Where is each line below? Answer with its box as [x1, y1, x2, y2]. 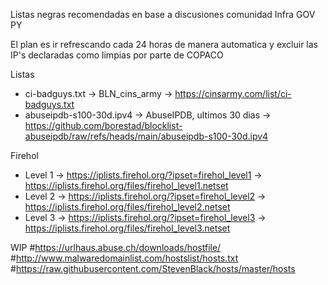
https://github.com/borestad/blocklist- [24, 120, 183, 131]
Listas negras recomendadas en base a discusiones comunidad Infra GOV [10, 9, 316, 20]
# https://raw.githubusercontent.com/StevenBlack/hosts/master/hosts [10, 263, 296, 274]
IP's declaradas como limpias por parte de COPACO [10, 49, 224, 61]
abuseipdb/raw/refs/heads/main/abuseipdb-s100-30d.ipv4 [24, 130, 269, 142]
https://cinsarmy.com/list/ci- [174, 88, 292, 99]
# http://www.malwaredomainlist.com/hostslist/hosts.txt [10, 252, 239, 264]
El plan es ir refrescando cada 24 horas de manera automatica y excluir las [10, 39, 319, 50]
